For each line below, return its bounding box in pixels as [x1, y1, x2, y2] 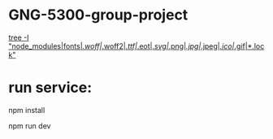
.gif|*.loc [234, 41, 265, 50]
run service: [8, 79, 92, 97]
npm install [8, 105, 45, 115]
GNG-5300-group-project [8, 6, 188, 24]
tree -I [8, 33, 30, 42]
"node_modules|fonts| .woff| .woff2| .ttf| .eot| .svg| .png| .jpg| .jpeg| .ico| [8, 41, 235, 50]
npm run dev [8, 120, 51, 131]
